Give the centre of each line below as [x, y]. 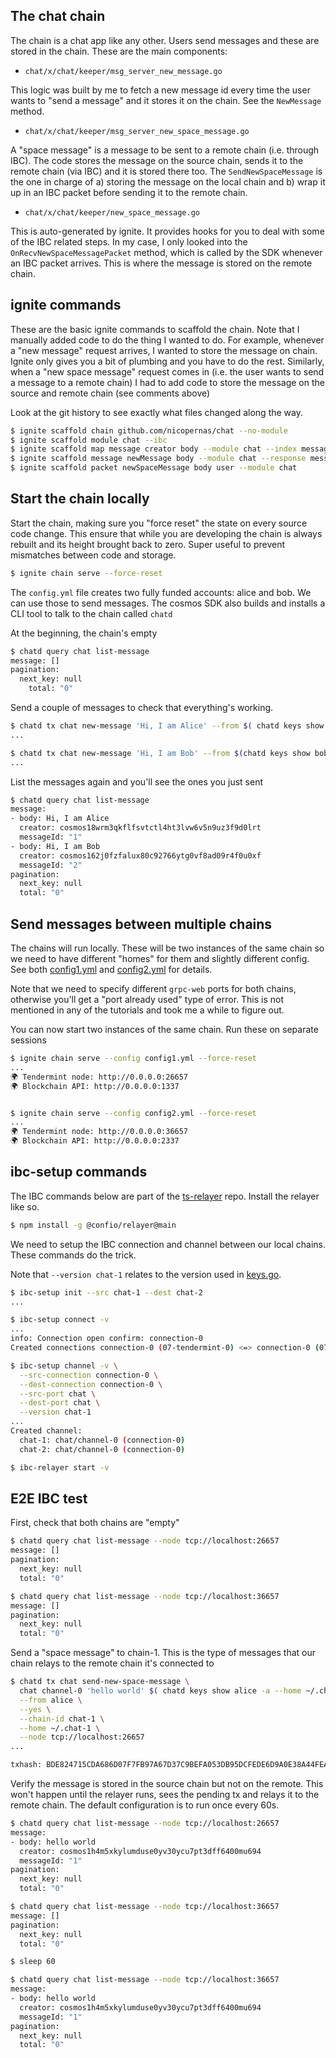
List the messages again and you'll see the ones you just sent [136, 781]
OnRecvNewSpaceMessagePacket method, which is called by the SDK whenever [166, 252]
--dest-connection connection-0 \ [91, 1384]
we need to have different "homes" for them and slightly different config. [160, 958]
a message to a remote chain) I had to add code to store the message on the [167, 382]
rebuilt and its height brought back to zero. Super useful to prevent [147, 544]
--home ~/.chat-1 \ [60, 1728]
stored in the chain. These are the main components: [119, 51]
